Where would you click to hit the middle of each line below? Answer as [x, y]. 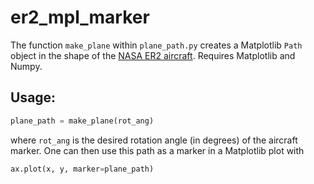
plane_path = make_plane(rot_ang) [82, 121]
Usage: [33, 97]
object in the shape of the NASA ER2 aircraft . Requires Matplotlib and [153, 55]
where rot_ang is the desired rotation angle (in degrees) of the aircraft [154, 140]
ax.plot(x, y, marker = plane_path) [82, 169]
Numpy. [26, 66]
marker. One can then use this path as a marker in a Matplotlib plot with [157, 150]
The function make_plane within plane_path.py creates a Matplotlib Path [156, 45]
